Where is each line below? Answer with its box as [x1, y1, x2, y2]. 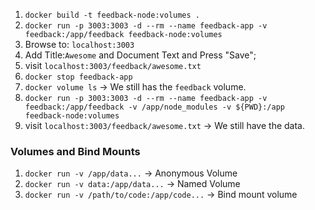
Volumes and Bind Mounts [10, 144, 141, 158]
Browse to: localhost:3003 [24, 39, 135, 50]
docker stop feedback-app [24, 72, 133, 82]
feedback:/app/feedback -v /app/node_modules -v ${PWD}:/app [24, 102, 286, 112]
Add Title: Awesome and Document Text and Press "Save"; [24, 49, 257, 61]
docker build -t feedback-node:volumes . [24, 10, 200, 20]
